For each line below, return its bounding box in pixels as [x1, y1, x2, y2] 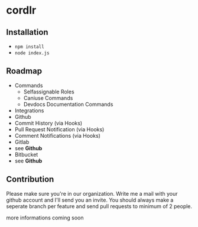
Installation [6, 27, 48, 37]
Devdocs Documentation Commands [23, 100, 113, 108]
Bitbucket [14, 151, 38, 158]
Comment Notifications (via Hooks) [14, 132, 100, 139]
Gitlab [14, 138, 30, 145]
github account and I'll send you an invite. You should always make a [6, 196, 174, 203]
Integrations [14, 107, 44, 114]
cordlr [6, 4, 37, 17]
